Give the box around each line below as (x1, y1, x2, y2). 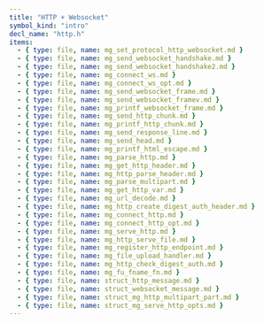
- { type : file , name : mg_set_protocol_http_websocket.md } (17, 46, 244, 55)
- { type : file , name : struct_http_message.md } (17, 276, 200, 285)
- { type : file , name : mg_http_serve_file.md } (17, 235, 197, 244)
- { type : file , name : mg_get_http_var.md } (17, 186, 184, 195)
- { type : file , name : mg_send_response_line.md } (17, 128, 208, 137)
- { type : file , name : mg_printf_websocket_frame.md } (17, 104, 224, 112)
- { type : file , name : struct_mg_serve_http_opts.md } (17, 301, 224, 310)
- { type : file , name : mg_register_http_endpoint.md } (17, 243, 224, 252)
